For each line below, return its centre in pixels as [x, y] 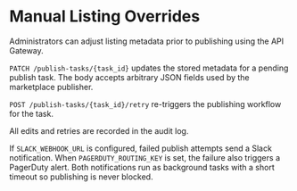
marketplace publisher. [51, 87]
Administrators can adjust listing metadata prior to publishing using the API [147, 41]
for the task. [31, 113]
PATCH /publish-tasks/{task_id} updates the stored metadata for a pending [149, 68]
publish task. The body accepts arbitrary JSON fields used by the [129, 77]
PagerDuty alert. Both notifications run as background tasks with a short [142, 167]
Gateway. [27, 50]
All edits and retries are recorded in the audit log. [99, 130]
